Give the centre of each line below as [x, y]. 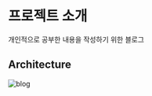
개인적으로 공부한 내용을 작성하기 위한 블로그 [76, 39]
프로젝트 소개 [48, 16]
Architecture [40, 65]
